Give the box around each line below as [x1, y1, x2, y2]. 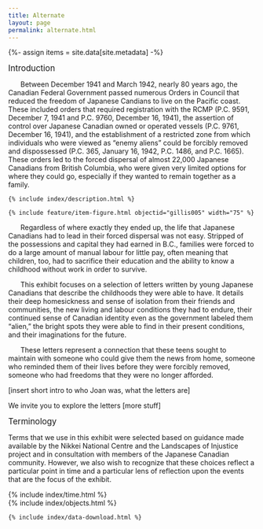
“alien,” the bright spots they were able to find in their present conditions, [8, 322, 245, 331]
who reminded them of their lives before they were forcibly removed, [8, 362, 231, 372]
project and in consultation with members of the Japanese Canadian [8, 449, 230, 459]
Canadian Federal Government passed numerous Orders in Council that [8, 88, 239, 98]
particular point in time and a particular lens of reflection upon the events [8, 466, 245, 476]
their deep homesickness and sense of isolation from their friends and [8, 297, 236, 306]
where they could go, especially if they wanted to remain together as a [8, 172, 236, 181]
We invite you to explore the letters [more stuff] [8, 401, 161, 410]
